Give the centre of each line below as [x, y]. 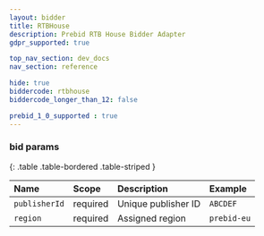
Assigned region [152, 218]
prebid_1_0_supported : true [64, 116]
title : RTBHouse [39, 26]
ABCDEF [223, 203]
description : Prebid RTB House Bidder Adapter [98, 34]
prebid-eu [230, 218]
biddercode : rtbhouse [50, 91]
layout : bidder [38, 17]
